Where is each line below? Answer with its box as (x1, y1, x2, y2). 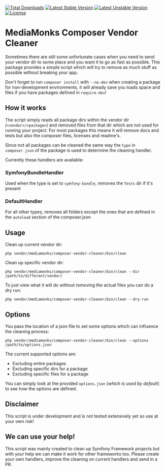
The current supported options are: (5, 351, 77, 357)
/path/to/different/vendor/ (5, 274, 63, 279)
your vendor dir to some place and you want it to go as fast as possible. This (5, 59, 160, 65)
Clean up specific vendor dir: (5, 260, 64, 266)
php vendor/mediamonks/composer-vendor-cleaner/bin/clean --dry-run (5, 297, 149, 302)
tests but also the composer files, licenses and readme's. (5, 132, 121, 138)
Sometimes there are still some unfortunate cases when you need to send (5, 54, 155, 60)
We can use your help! (5, 433, 75, 441)
